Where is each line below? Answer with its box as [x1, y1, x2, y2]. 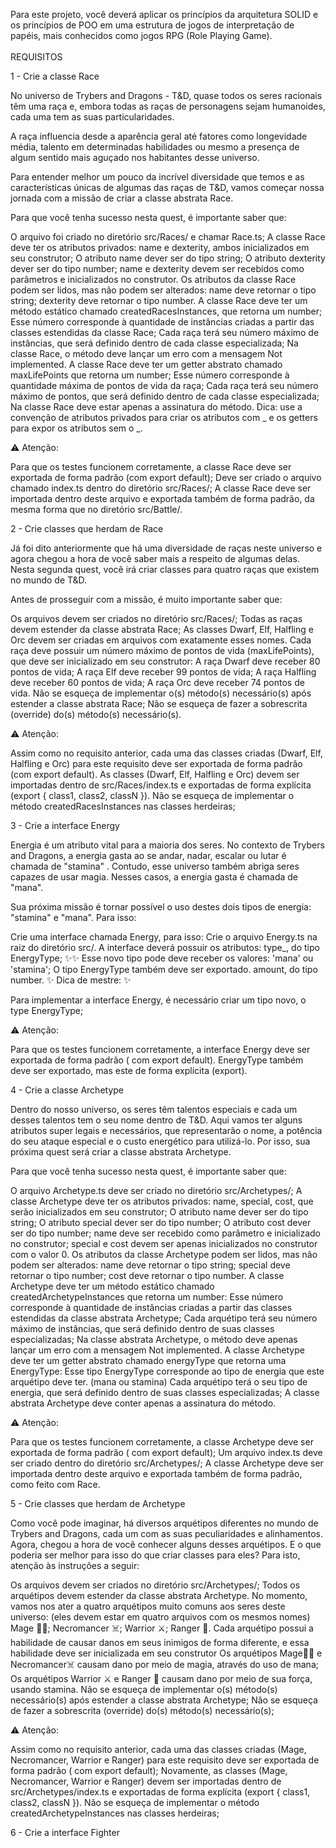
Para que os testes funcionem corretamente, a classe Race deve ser [10, 461, 292, 473]
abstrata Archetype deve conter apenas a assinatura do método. [10, 1397, 277, 1409]
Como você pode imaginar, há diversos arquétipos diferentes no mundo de [10, 1517, 319, 1529]
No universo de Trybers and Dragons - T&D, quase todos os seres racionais [10, 90, 323, 101]
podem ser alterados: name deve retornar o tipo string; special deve [10, 1259, 291, 1271]
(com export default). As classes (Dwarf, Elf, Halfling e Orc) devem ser [10, 769, 300, 780]
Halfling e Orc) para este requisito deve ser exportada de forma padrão [10, 758, 303, 769]
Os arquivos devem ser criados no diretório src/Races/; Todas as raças [10, 613, 303, 624]
